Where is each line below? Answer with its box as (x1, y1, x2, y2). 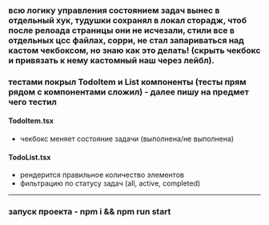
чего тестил (8, 96, 58, 107)
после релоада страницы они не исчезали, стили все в (8, 25, 235, 36)
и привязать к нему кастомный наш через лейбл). (8, 54, 215, 66)
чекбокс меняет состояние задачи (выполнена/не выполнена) (19, 134, 235, 144)
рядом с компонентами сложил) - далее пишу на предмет (8, 86, 250, 97)
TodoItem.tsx (8, 116, 54, 126)
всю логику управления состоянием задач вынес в (8, 5, 220, 16)
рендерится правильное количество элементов (19, 170, 184, 180)
